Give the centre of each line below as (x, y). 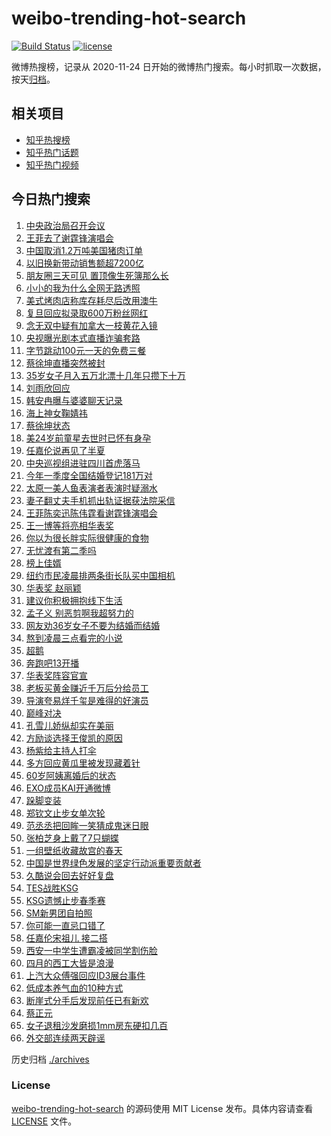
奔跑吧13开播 (52, 663)
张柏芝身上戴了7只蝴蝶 (72, 838)
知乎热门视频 (52, 164)
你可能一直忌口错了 (65, 925)
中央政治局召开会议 (65, 225)
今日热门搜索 (51, 199)
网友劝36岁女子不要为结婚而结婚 (93, 625)
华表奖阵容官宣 (56, 675)
